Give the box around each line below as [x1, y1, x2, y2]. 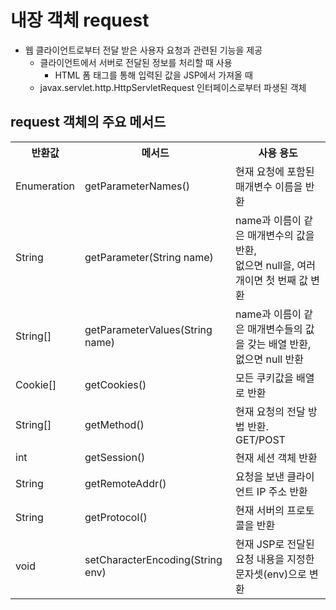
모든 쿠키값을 [235, 371, 294, 385]
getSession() [84, 450, 146, 464]
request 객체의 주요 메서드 [10, 114, 167, 131]
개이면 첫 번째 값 [235, 273, 309, 287]
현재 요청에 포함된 [235, 164, 315, 178]
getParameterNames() [84, 179, 190, 193]
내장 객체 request [10, 9, 150, 32]
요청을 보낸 [235, 469, 285, 483]
